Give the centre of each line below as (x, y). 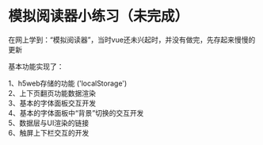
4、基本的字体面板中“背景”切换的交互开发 (76, 113)
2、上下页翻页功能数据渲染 (52, 93)
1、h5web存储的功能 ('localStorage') (68, 83)
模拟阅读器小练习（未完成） (99, 16)
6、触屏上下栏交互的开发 (49, 132)
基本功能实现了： (36, 66)
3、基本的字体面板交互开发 (52, 103)
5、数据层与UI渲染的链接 (49, 123)
